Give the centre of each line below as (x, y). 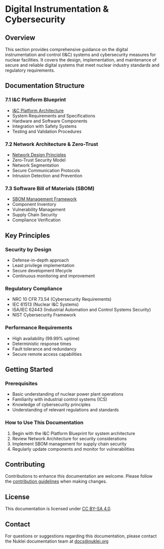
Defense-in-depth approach (41, 260)
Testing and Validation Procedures (47, 131)
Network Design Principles (39, 155)
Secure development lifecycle (42, 270)
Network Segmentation (35, 165)
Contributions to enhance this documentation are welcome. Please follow (79, 476)
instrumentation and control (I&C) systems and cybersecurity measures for (81, 55)
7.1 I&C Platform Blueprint (35, 100)
